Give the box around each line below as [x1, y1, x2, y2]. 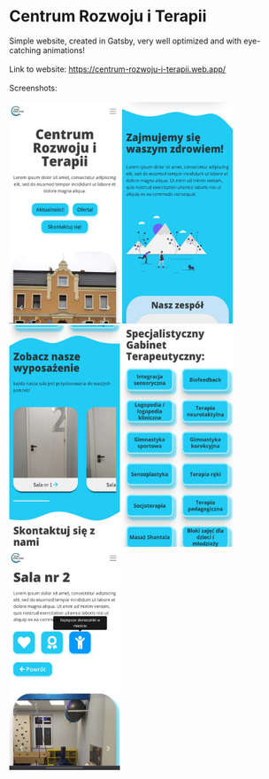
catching [9, 44, 42, 55]
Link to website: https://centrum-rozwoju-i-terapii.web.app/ [9, 64, 227, 74]
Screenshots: [9, 82, 58, 93]
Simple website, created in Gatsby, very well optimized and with [9, 35, 242, 46]
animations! [42, 44, 86, 55]
